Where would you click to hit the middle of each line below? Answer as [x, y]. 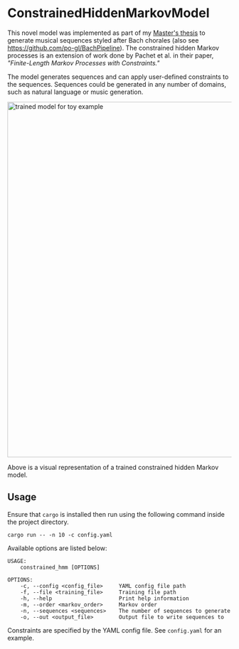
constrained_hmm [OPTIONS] [60, 567]
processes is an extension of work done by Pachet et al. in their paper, [111, 55]
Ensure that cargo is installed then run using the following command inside [116, 514]
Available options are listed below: [58, 548]
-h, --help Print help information [105, 599]
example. [21, 638]
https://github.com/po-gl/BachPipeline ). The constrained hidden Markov [113, 48]
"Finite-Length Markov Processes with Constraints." [84, 63]
